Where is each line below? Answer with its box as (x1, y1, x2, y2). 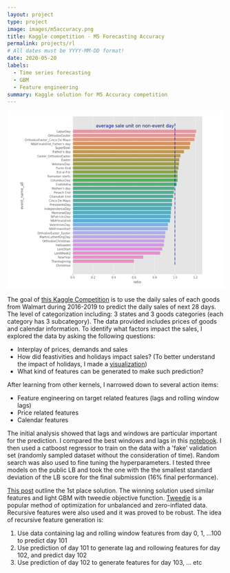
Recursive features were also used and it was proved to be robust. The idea (7, 508, 222, 517)
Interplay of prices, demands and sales (17, 345, 128, 354)
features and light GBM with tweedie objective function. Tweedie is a (7, 494, 202, 502)
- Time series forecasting (13, 69, 91, 76)
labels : (7, 62, 30, 69)
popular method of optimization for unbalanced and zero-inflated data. (7, 501, 208, 510)
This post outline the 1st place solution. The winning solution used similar (7, 486, 215, 495)
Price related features (17, 408, 79, 417)
